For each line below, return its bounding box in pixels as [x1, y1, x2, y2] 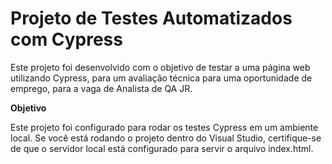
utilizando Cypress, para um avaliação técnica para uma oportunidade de [10, 72, 313, 84]
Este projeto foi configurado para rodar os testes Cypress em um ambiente [10, 121, 319, 133]
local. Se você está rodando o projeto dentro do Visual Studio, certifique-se [10, 132, 322, 144]
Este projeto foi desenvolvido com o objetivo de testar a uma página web [10, 61, 311, 73]
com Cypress [10, 28, 123, 51]
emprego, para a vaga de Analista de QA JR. [10, 82, 193, 94]
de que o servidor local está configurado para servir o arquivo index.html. [10, 142, 314, 154]
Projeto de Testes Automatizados [10, 7, 293, 30]
